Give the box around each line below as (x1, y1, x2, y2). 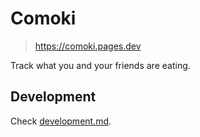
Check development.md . (10, 115, 112, 127)
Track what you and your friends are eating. (10, 59, 191, 71)
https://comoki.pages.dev (34, 40, 142, 52)
